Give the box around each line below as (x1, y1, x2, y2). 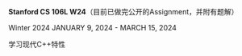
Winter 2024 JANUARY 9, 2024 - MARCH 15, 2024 (8, 23, 177, 32)
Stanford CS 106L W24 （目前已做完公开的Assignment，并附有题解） (8, 7, 239, 16)
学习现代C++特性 (8, 39, 66, 49)
